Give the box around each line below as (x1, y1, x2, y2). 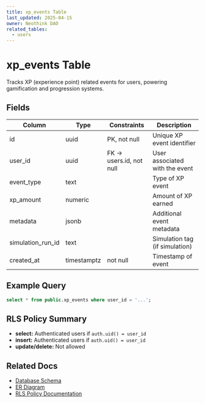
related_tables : (6, 26, 48, 32)
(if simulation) (152, 242, 192, 250)
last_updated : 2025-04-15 (6, 15, 72, 21)
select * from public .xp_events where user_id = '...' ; (6, 296, 151, 303)
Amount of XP (152, 191, 193, 200)
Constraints (109, 121, 145, 129)
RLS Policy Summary (6, 314, 87, 324)
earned (152, 199, 173, 208)
